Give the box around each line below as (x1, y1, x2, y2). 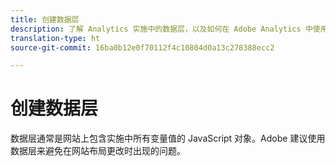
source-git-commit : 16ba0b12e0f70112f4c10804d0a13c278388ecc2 (10, 42, 275, 53)
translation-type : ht (10, 33, 101, 43)
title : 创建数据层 (10, 14, 80, 25)
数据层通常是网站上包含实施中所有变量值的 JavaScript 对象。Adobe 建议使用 (10, 132, 326, 145)
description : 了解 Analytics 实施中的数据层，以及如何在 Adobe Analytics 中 (10, 24, 313, 34)
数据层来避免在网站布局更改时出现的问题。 (10, 145, 186, 157)
